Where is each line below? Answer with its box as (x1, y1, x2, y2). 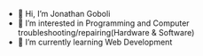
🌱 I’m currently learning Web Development (17, 36, 173, 47)
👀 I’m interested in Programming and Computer (17, 18, 190, 28)
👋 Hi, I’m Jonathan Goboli (17, 9, 111, 19)
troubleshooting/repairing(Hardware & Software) (17, 28, 195, 37)
